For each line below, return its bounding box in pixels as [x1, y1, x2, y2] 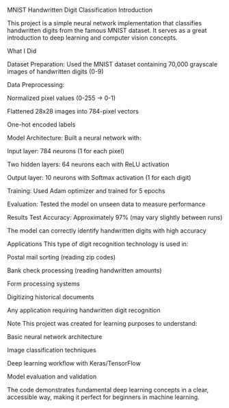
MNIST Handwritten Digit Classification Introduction [7, 6, 152, 14]
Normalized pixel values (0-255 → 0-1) [7, 94, 116, 102]
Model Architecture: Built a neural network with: [7, 133, 142, 142]
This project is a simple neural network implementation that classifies [7, 19, 202, 27]
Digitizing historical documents [7, 293, 94, 301]
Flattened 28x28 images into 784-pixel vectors [7, 107, 139, 115]
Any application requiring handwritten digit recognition [7, 306, 161, 314]
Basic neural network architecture [7, 333, 103, 341]
